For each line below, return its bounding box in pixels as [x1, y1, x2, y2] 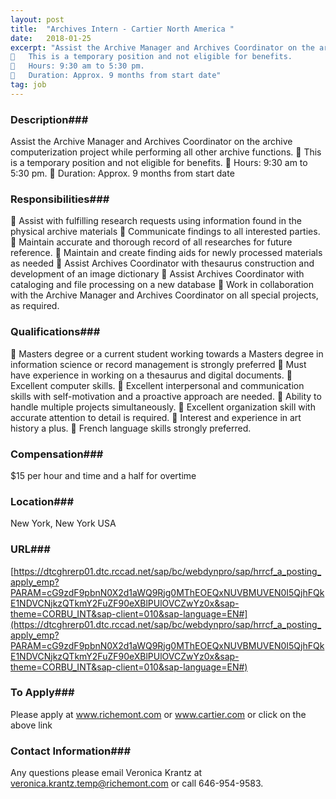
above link [10, 719, 53, 731]
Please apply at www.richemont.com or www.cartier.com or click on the [10, 708, 307, 720]
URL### [10, 542, 51, 556]
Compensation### [10, 447, 104, 461]
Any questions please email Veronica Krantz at [10, 767, 203, 779]
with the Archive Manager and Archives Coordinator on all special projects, [10, 289, 319, 301]
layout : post [10, 14, 65, 25]
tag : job [10, 80, 47, 90]
